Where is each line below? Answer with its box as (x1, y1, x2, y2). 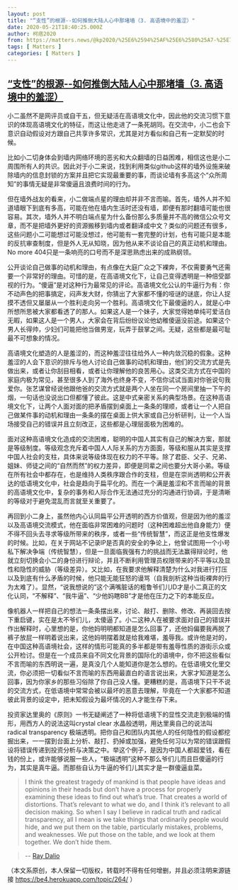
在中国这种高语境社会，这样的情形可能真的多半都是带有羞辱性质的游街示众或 (7, 642, 231, 650)
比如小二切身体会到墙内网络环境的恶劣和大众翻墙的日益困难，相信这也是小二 (7, 153, 231, 162)
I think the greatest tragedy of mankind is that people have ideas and (24, 777, 226, 786)
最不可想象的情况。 (7, 334, 64, 342)
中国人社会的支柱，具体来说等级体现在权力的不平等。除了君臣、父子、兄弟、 (7, 452, 231, 461)
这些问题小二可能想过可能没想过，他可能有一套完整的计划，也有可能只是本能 (7, 230, 231, 238)
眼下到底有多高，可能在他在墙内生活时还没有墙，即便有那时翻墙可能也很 (19, 203, 231, 212)
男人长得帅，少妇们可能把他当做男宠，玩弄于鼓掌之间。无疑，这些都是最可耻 (7, 325, 231, 333)
